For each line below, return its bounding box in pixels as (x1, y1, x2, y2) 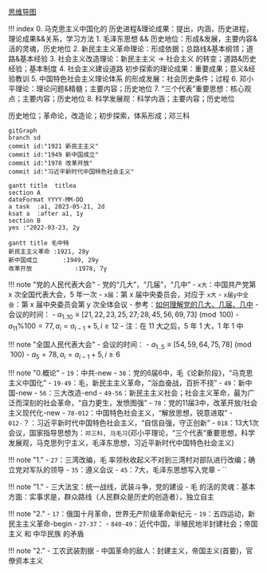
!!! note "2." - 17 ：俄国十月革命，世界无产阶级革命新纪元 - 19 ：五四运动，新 (8, 509, 255, 519)
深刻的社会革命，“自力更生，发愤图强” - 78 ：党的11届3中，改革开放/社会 (22, 398, 258, 408)
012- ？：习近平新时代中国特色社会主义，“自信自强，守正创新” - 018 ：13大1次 (8, 418, 259, 428)
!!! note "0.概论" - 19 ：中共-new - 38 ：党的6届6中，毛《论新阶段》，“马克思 (8, 368, 253, 378)
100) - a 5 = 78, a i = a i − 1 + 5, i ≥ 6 (10, 350, 121, 361)
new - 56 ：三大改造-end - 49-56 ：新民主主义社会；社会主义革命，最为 (18, 388, 249, 398)
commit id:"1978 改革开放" (8, 159, 93, 167)
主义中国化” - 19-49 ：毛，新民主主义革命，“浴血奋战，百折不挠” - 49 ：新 (8, 378, 245, 388)
